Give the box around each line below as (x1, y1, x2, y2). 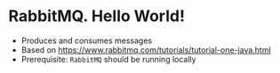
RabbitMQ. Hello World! (8, 6, 186, 26)
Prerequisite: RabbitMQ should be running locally (20, 54, 196, 64)
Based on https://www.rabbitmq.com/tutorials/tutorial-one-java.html (20, 44, 272, 55)
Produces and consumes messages (20, 35, 153, 46)
